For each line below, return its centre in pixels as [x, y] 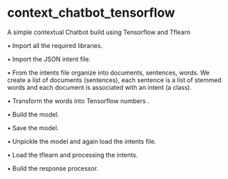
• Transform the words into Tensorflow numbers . [78, 101]
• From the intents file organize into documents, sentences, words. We [109, 72]
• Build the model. [33, 114]
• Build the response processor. [53, 168]
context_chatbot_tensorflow [91, 13]
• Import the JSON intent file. [49, 59]
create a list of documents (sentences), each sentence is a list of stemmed [114, 80]
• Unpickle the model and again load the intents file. [82, 141]
